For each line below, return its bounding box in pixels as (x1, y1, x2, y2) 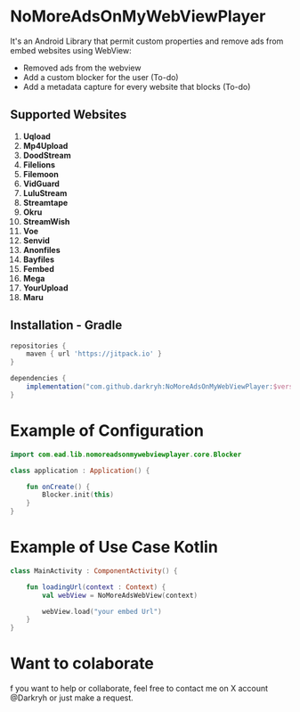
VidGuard (22, 178, 61, 189)
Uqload (22, 131, 52, 142)
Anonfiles (22, 244, 61, 255)
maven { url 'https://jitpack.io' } (26, 349, 163, 358)
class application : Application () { (10, 466, 150, 475)
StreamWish (22, 216, 70, 226)
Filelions (22, 159, 56, 170)
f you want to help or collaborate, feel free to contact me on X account (10, 683, 269, 694)
